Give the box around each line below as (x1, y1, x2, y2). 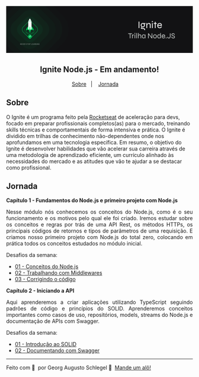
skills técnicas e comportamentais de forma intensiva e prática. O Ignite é (6, 126, 185, 133)
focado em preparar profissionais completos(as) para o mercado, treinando (6, 120, 191, 127)
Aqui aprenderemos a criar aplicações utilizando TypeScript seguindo (6, 299, 193, 306)
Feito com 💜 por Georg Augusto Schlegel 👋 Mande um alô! (6, 364, 151, 371)
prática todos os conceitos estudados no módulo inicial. (6, 240, 143, 247)
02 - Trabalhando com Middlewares (14, 269, 102, 277)
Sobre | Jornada (72, 80, 119, 87)
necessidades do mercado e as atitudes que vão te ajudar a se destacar (6, 158, 182, 165)
